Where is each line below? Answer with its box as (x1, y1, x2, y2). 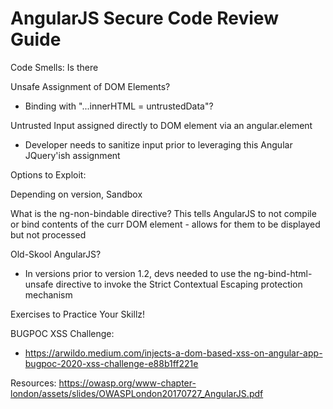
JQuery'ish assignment (24, 149, 121, 161)
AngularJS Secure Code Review (10, 7, 279, 30)
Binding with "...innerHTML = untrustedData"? (24, 100, 214, 112)
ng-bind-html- (253, 267, 313, 279)
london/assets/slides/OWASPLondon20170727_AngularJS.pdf (10, 387, 264, 399)
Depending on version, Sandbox (10, 188, 143, 200)
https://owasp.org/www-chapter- (58, 377, 197, 389)
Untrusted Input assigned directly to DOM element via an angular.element (10, 119, 313, 131)
